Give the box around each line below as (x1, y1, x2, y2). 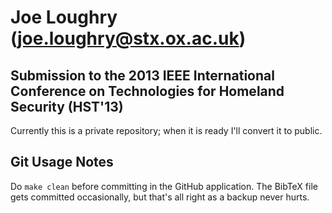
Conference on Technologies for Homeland (10, 82, 285, 100)
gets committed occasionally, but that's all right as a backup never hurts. (10, 191, 310, 203)
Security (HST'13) (10, 98, 124, 115)
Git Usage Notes (10, 154, 114, 171)
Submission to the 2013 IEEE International (10, 67, 275, 84)
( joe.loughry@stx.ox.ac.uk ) (10, 27, 247, 50)
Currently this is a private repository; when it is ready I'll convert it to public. (10, 125, 323, 136)
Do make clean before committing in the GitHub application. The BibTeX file (10, 180, 318, 192)
